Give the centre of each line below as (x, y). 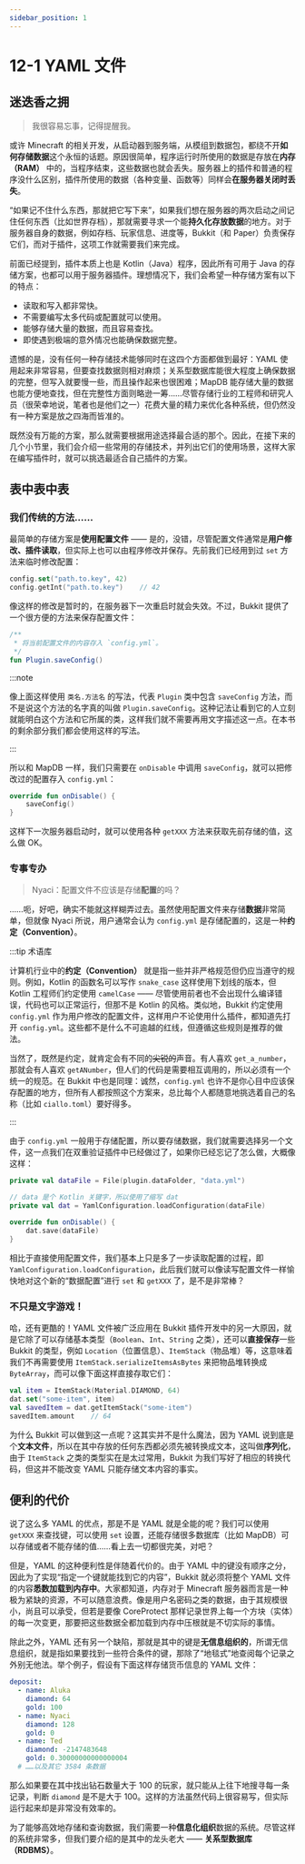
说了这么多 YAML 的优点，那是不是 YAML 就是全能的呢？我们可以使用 (139, 1524)
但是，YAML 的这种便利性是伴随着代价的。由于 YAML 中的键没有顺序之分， (150, 1565)
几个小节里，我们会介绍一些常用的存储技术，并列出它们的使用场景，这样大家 (152, 446)
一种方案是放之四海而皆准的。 (73, 416)
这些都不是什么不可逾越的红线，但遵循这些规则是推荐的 (171, 1028)
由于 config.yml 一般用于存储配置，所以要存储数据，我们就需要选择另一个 (148, 1141)
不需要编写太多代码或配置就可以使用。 (94, 317)
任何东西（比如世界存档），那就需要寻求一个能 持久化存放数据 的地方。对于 (154, 221)
